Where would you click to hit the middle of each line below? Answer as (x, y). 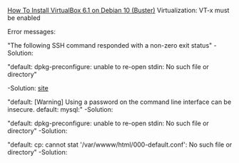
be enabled (24, 18)
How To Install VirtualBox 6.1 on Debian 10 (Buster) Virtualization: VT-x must (118, 10)
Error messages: (31, 32)
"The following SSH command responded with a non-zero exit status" (110, 45)
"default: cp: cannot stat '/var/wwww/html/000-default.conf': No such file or (120, 144)
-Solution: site (28, 88)
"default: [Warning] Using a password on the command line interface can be (119, 102)
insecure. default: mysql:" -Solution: (60, 109)
